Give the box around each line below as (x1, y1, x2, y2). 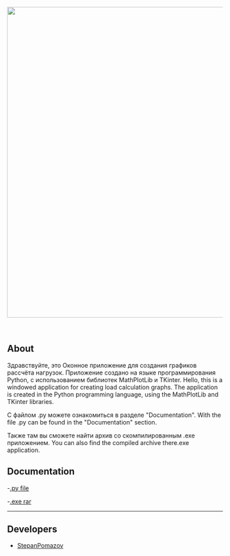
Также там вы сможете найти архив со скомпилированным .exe (7, 431, 195, 440)
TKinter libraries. (7, 397, 55, 405)
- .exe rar (7, 497, 32, 505)
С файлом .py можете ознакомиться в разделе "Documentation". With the (7, 411, 221, 419)
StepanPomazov (16, 542, 64, 550)
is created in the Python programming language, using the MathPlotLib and (7, 390, 219, 399)
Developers (7, 524, 57, 535)
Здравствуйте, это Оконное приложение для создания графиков (7, 361, 197, 369)
